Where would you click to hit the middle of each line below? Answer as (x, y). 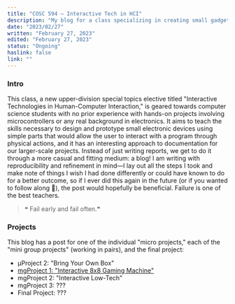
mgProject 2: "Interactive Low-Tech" (70, 278)
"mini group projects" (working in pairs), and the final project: (95, 249)
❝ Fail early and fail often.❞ (62, 209)
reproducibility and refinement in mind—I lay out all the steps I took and (110, 166)
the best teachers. (34, 196)
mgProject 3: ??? (42, 285)
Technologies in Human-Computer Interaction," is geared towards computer (117, 106)
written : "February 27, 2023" (51, 33)
